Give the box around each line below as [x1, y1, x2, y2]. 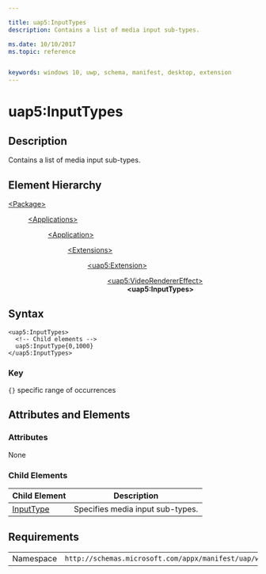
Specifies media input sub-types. [74, 504, 199, 515]
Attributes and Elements [8, 409, 131, 422]
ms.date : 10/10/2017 [8, 40, 77, 48]
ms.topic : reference [8, 48, 77, 55]
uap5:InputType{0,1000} [15, 342, 93, 350]
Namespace [12, 553, 58, 564]
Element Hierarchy [8, 178, 102, 192]
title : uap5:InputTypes [8, 18, 87, 26]
